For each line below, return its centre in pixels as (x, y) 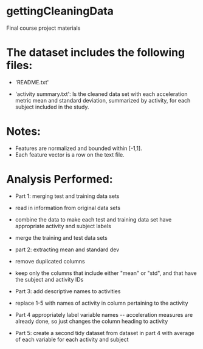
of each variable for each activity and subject (72, 339)
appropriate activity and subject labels (63, 226)
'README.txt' (32, 82)
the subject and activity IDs (49, 279)
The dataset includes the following (96, 53)
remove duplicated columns (50, 261)
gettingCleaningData (60, 11)
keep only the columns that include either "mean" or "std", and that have (106, 273)
